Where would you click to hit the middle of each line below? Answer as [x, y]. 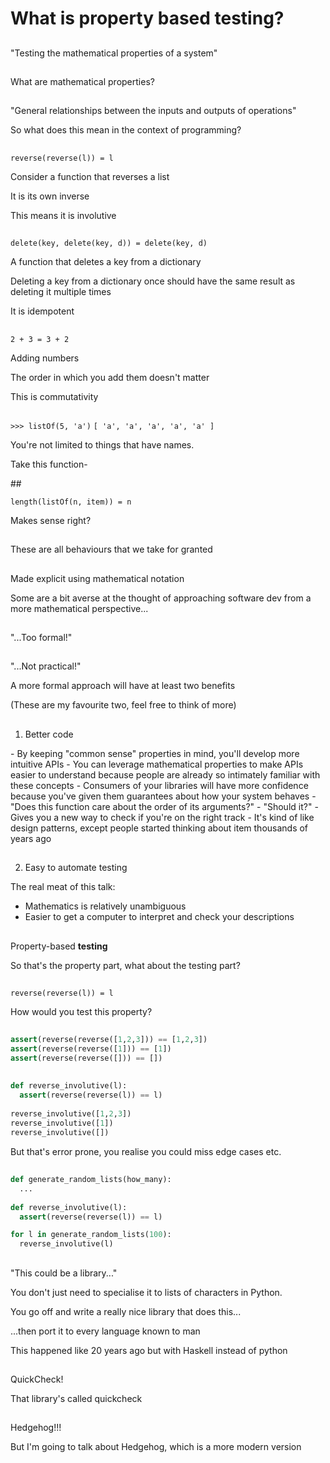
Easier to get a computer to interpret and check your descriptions [159, 917]
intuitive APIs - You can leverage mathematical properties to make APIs [157, 764]
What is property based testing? [147, 18]
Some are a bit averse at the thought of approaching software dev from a [161, 598]
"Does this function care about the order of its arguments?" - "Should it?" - [164, 806]
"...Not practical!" [46, 666]
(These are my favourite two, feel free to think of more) [123, 705]
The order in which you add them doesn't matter [110, 377]
